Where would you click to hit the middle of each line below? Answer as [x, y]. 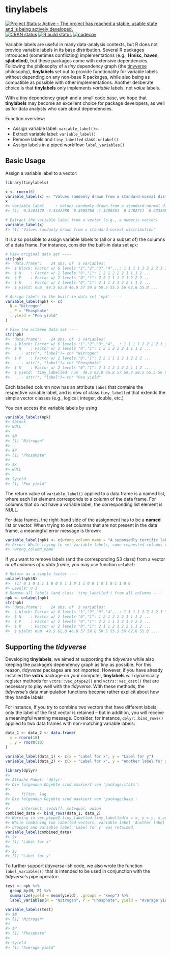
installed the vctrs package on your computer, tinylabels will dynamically [82, 676]
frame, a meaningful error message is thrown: [53, 530]
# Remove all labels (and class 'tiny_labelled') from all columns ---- [84, 593]
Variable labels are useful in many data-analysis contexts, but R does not [81, 44]
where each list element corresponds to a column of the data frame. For [81, 499]
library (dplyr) [21, 770]
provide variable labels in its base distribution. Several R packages [75, 50]
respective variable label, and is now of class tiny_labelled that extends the [85, 392]
